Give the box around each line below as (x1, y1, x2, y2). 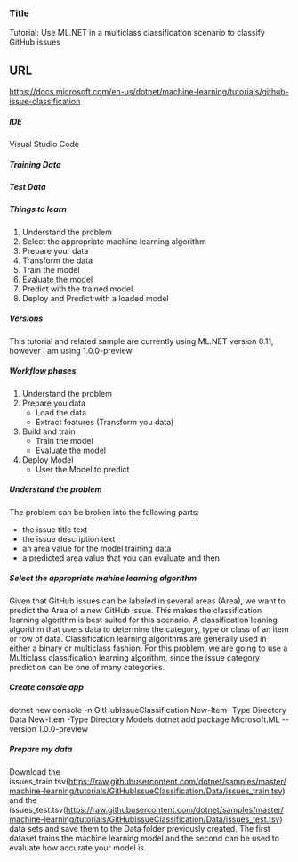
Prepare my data (9, 743, 73, 755)
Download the (9, 766, 60, 777)
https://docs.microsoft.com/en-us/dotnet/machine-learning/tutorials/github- (9, 86, 289, 97)
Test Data (9, 182, 46, 193)
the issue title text (21, 524, 88, 535)
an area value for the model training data (21, 543, 172, 554)
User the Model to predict (35, 464, 130, 474)
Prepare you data (21, 398, 86, 408)
